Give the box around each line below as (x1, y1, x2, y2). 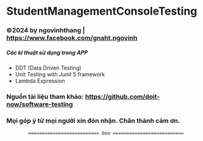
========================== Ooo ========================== (28, 130, 184, 137)
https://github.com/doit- (85, 93, 160, 101)
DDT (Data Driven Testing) (15, 64, 82, 71)
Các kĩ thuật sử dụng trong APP (6, 49, 88, 56)
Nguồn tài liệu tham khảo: (6, 93, 84, 101)
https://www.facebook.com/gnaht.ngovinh (6, 34, 138, 42)
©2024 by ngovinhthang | (6, 26, 85, 35)
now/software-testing (6, 100, 73, 108)
